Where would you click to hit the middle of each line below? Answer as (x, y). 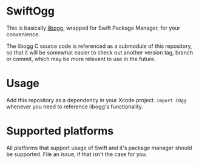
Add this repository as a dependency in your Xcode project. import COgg (96, 100)
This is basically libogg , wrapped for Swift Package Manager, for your (93, 28)
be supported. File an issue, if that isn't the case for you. (77, 154)
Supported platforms (60, 131)
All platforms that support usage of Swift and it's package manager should (99, 148)
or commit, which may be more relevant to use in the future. (81, 59)
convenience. (23, 34)
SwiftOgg (30, 11)
